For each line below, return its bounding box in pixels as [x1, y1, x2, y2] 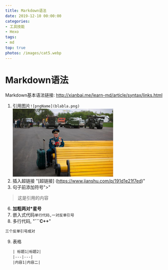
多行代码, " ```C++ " [12, 218, 51, 224]
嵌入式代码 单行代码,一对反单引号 [12, 212, 74, 218]
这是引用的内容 [17, 195, 49, 201]
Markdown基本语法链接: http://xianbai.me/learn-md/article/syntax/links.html [5, 92, 163, 98]
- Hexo [5, 29, 19, 35]
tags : [5, 35, 17, 40]
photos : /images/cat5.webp [5, 50, 62, 55]
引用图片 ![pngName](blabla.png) [12, 103, 80, 109]
